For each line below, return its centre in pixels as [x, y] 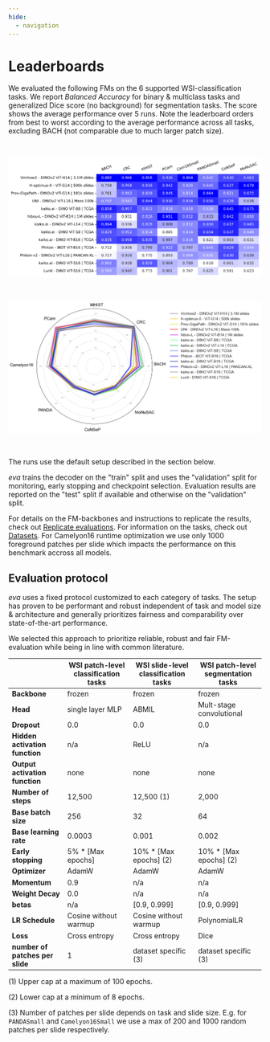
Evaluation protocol [58, 578]
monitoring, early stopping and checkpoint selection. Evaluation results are [132, 486]
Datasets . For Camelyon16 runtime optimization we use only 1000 [117, 536]
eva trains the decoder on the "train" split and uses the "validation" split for [133, 477]
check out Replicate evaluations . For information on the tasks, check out [128, 527]
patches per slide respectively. [59, 1030]
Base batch [31, 812]
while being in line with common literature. [114, 648]
